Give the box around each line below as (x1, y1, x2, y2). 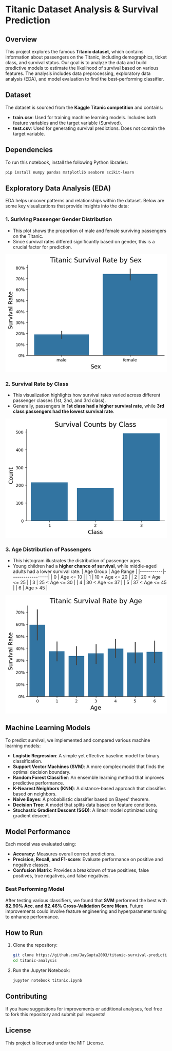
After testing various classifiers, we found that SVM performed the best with (5, 897, 167, 903)
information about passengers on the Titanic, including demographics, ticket (5, 54, 167, 60)
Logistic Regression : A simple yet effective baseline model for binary (12, 752, 160, 758)
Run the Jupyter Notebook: (12, 967, 70, 973)
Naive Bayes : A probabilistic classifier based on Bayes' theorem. (12, 796, 150, 802)
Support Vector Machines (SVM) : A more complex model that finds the (12, 763, 165, 770)
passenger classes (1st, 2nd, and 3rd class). (12, 397, 106, 404)
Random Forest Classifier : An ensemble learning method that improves (12, 774, 164, 780)
